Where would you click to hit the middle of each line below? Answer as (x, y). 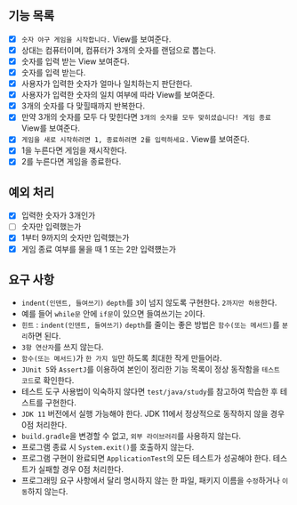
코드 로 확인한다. (48, 381)
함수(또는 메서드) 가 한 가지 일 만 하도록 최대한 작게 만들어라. (121, 358)
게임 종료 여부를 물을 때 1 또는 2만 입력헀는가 (99, 249)
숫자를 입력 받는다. (53, 72)
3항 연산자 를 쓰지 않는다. (62, 347)
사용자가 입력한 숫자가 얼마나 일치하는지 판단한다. (107, 84)
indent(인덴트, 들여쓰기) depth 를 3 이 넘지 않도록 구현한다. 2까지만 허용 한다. (149, 303)
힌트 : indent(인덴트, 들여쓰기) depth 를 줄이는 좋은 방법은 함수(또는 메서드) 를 (151, 325)
